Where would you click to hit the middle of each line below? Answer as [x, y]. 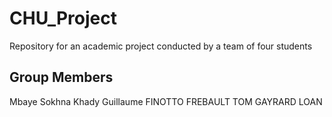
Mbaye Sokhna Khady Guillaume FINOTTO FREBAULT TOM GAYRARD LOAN [166, 101]
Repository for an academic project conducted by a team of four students [161, 46]
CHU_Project [63, 18]
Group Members [61, 77]
